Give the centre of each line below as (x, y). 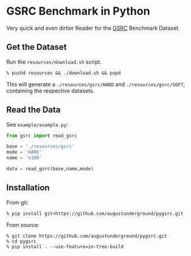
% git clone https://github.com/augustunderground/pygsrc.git (87, 236)
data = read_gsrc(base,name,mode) (50, 169)
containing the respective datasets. (50, 91)
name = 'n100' (24, 158)
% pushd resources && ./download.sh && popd (64, 73)
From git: (18, 202)
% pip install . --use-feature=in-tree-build (65, 247)
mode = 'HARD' (24, 152)
